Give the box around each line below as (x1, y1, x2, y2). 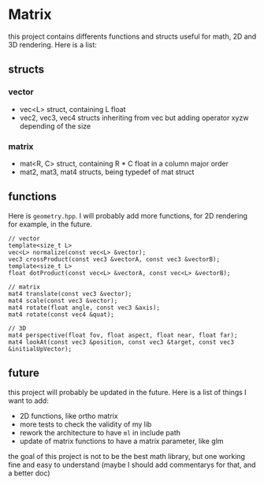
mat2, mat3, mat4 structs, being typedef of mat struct (19, 167, 195, 177)
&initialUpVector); (8, 345, 73, 353)
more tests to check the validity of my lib (19, 420, 152, 429)
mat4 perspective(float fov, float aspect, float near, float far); (8, 331, 238, 339)
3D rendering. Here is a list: (8, 39, 97, 49)
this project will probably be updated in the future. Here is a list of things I (8, 387, 247, 397)
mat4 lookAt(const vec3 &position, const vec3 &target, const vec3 (8, 338, 235, 346)
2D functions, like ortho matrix (19, 411, 118, 420)
